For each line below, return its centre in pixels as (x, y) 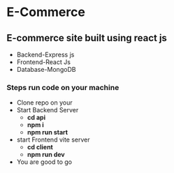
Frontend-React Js (44, 62)
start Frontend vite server (53, 140)
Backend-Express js (45, 54)
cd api (36, 118)
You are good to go (44, 162)
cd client (40, 147)
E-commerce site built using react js (87, 38)
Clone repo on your (44, 103)
